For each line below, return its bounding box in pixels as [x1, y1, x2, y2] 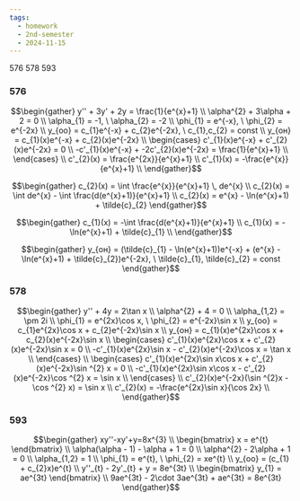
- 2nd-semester [17, 30, 75, 39]
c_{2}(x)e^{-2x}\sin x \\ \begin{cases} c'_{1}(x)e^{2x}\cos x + [25, 334, 252, 345]
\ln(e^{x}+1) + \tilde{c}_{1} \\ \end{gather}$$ [69, 226, 233, 237]
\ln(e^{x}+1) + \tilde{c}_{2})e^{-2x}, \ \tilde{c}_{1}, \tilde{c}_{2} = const [21, 253, 281, 264]
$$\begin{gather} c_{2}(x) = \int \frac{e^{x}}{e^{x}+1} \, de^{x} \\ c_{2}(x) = [12, 180, 290, 191]
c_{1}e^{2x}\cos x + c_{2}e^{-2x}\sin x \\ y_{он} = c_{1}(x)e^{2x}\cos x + [17, 324, 285, 335]
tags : [9, 13, 30, 22]
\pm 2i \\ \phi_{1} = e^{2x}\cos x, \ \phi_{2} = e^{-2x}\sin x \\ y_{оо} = [23, 315, 278, 326]
